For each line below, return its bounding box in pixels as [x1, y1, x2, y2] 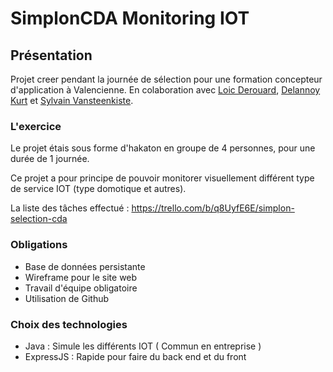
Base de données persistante [24, 260, 146, 272]
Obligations [10, 238, 68, 252]
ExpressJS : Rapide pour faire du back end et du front [24, 350, 247, 362]
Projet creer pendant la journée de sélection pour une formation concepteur [10, 73, 323, 85]
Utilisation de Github [24, 292, 110, 304]
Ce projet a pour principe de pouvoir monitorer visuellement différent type [10, 172, 315, 184]
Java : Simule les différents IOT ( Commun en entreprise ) [24, 340, 262, 352]
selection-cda [10, 213, 68, 225]
